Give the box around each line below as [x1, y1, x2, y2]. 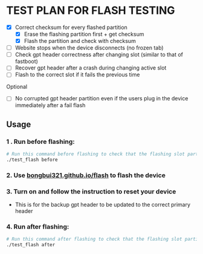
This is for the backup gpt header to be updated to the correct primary [14, 201, 191, 209]
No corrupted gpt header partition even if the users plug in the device [14, 95, 188, 102]
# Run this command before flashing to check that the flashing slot [6, 151, 185, 157]
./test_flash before [6, 157, 59, 163]
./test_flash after [6, 242, 56, 248]
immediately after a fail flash [14, 102, 86, 109]
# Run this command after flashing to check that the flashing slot [6, 236, 182, 243]
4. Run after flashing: [6, 223, 69, 231]
